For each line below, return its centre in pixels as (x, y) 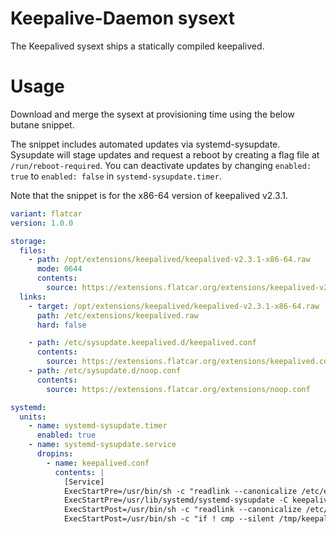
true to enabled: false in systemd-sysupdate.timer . (116, 176)
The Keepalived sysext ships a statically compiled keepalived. (137, 46)
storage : (28, 241)
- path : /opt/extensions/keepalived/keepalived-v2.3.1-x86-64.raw (169, 260)
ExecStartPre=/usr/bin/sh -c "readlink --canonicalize (180, 491)
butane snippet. (42, 124)
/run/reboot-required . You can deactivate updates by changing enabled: (161, 165)
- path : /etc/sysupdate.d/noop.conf (105, 371)
